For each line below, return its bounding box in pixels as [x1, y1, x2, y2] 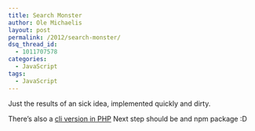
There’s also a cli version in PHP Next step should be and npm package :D [8, 114, 247, 123]
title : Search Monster [8, 11, 82, 20]
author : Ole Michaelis [8, 19, 82, 27]
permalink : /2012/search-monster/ [8, 33, 122, 42]
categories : [8, 56, 47, 64]
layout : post [8, 26, 51, 34]
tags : [8, 70, 26, 78]
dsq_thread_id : [8, 41, 58, 49]
